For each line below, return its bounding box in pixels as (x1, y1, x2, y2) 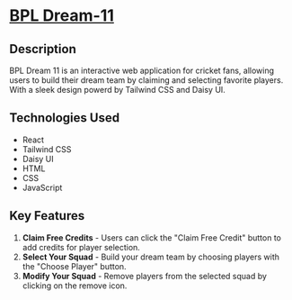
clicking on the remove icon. (22, 280, 128, 291)
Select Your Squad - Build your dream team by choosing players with (22, 251, 280, 262)
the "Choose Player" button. (22, 260, 128, 271)
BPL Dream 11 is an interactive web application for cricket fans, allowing (9, 65, 275, 76)
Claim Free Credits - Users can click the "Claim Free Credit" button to (22, 232, 281, 243)
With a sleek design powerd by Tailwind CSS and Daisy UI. (9, 85, 226, 95)
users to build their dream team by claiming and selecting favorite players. (9, 75, 284, 86)
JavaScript (22, 182, 63, 193)
